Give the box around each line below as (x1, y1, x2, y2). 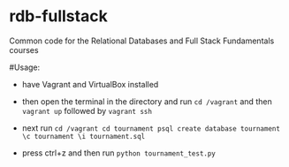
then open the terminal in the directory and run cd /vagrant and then (21, 95, 272, 107)
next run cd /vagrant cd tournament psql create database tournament (21, 122, 281, 133)
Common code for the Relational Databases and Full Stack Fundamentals (9, 35, 275, 46)
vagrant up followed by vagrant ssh (21, 105, 153, 116)
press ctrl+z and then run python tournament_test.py (21, 148, 217, 158)
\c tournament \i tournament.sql (21, 132, 146, 140)
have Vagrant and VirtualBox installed (21, 79, 159, 89)
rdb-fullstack (9, 6, 108, 27)
